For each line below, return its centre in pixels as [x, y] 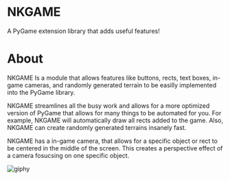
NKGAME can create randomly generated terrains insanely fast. [97, 127]
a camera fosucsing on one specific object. [68, 155]
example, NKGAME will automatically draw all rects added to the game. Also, [115, 120]
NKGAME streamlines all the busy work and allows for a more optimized [108, 105]
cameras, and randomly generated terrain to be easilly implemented [120, 85]
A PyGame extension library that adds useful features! [83, 31]
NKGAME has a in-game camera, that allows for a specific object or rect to [113, 141]
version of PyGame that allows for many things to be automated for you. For [114, 113]
